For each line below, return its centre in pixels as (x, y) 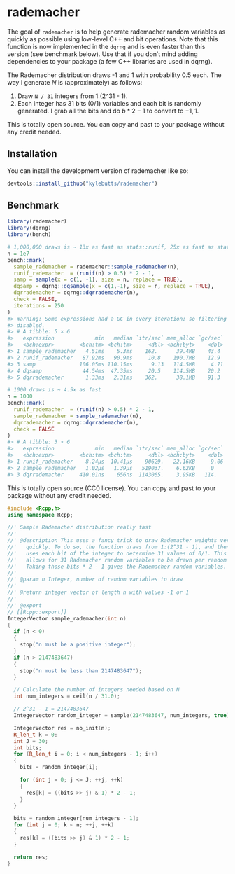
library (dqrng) (29, 228)
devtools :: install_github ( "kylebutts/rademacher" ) (83, 183)
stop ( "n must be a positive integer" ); (78, 645)
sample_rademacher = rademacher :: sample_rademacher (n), (97, 267)
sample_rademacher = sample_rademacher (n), (78, 416)
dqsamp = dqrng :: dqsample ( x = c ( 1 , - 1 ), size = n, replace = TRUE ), (114, 286)
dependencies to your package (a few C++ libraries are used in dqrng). (110, 61)
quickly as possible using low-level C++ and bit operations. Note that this (113, 39)
